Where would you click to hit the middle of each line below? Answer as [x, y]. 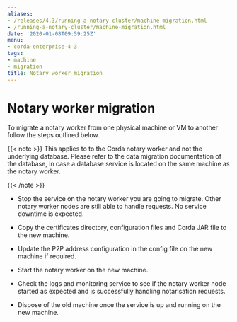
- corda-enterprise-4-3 [42, 47]
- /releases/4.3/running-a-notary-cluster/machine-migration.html [107, 21]
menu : [15, 40]
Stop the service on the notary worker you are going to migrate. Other [119, 199]
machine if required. [47, 256]
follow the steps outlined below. [54, 135]
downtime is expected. [51, 214]
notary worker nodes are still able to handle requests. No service [112, 207]
